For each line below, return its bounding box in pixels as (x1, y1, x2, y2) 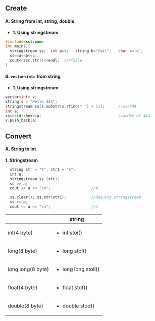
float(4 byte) (8, 284, 38, 291)
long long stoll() (62, 265, 100, 273)
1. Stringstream (5, 157, 38, 163)
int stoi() (62, 229, 82, 236)
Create (5, 4, 27, 13)
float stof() (62, 284, 88, 291)
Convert (5, 132, 32, 140)
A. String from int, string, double (5, 18, 75, 24)
